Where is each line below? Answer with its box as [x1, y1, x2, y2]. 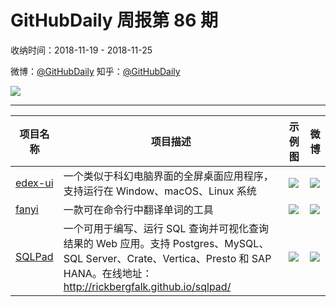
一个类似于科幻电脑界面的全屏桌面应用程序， [63, 169, 274, 183]
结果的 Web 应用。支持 [63, 236, 171, 250]
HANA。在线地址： [63, 266, 153, 280]
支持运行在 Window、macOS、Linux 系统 [63, 184, 257, 198]
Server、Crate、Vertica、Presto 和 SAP [85, 251, 272, 265]
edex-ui [15, 176, 54, 190]
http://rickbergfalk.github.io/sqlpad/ [63, 279, 232, 293]
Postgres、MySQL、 [172, 236, 270, 250]
